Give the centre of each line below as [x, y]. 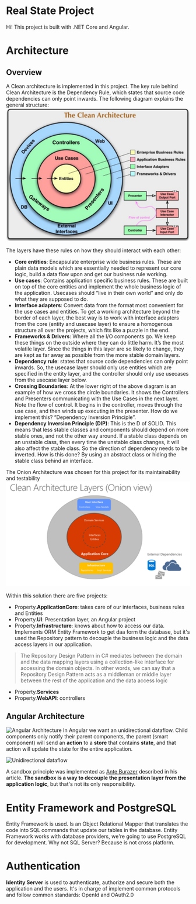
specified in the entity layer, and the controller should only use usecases [101, 373]
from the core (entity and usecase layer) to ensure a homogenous [94, 324]
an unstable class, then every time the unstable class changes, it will [97, 442]
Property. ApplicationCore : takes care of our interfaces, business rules [99, 607]
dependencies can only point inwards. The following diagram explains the [95, 98]
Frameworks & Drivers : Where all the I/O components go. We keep [95, 336]
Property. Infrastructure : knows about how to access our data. [90, 625]
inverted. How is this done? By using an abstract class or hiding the [95, 454]
